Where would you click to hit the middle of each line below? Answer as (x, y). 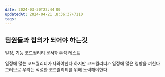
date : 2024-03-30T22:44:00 (33, 10)
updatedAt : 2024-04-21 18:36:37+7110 (44, 14)
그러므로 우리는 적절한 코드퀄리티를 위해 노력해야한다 (56, 70)
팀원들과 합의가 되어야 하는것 (47, 40)
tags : (11, 19)
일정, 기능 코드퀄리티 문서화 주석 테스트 (43, 53)
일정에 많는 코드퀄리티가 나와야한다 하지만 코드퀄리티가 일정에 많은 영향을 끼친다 (82, 63)
